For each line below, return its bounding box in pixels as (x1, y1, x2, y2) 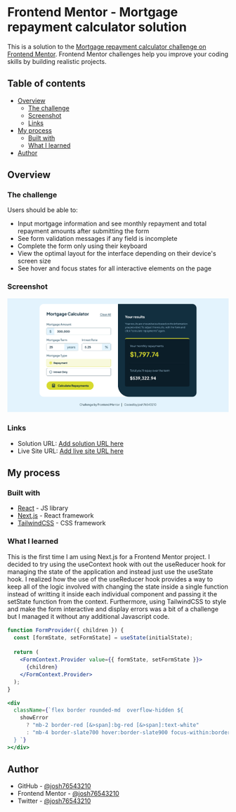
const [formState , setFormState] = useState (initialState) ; (13, 634, 193, 641)
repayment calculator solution (7, 19, 188, 35)
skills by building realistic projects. (7, 57, 107, 65)
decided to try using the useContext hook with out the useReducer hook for (7, 560, 226, 568)
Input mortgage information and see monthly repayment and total (17, 219, 207, 228)
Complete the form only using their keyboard (17, 242, 147, 250)
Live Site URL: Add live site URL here (17, 447, 124, 455)
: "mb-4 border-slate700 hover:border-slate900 (25, 729, 169, 736)
